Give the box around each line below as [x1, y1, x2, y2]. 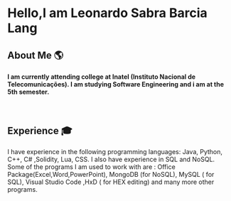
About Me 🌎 [7, 49, 64, 61]
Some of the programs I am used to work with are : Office [7, 162, 176, 171]
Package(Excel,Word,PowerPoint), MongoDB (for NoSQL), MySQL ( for [7, 170, 215, 178]
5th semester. [7, 87, 50, 97]
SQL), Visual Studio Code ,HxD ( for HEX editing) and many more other [7, 178, 215, 186]
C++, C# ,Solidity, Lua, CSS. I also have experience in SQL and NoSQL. [7, 155, 215, 163]
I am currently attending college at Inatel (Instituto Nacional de [7, 72, 196, 81]
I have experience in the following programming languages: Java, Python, [7, 147, 222, 156]
